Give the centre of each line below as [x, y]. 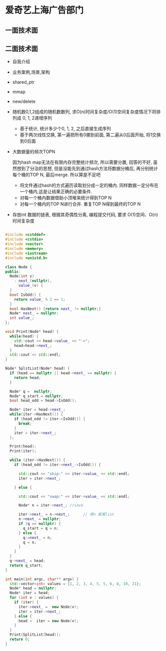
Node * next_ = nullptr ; [34, 313]
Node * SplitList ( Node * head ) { [38, 369]
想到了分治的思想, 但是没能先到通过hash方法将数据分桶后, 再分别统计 [87, 169]
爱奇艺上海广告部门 [44, 10]
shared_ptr [23, 82]
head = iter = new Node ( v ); [48, 621]
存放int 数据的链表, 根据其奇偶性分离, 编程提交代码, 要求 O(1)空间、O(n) [85, 215]
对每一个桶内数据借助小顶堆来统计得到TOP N [66, 198]
